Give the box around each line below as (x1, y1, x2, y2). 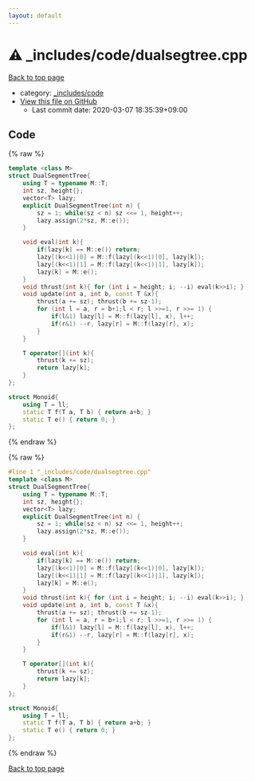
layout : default (8, 11, 62, 20)
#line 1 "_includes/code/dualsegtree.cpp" (8, 468, 151, 476)
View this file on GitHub (19, 97, 98, 106)
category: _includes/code (19, 88, 104, 97)
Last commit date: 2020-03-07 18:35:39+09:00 (31, 105, 188, 114)
